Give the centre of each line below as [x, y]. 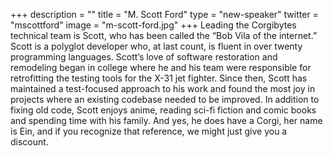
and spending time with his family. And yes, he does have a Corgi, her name [166, 120]
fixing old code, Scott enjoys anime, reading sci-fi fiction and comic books [163, 110]
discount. [29, 142]
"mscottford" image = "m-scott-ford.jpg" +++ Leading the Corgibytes [153, 25]
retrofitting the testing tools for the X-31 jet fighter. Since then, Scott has [159, 78]
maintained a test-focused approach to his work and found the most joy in [163, 88]
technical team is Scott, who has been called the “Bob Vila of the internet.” [164, 35]
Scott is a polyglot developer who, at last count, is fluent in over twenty [156, 46]
